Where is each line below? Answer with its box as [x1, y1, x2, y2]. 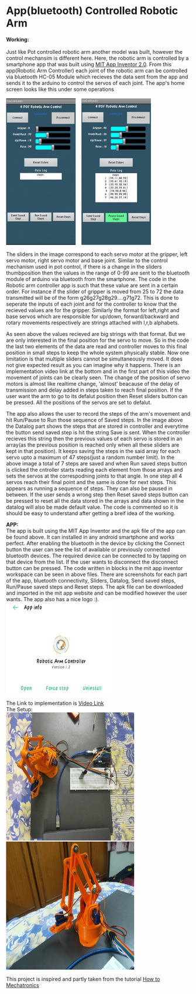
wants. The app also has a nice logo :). [6, 595, 99, 602]
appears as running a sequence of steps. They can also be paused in [6, 485, 173, 492]
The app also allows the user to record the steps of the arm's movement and [6, 410, 191, 417]
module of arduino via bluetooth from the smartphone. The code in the [6, 275, 176, 282]
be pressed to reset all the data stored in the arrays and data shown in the [6, 497, 184, 504]
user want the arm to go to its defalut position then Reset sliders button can [6, 392, 188, 399]
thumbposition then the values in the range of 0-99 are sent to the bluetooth [6, 269, 190, 276]
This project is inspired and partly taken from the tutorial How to [6, 975, 160, 982]
